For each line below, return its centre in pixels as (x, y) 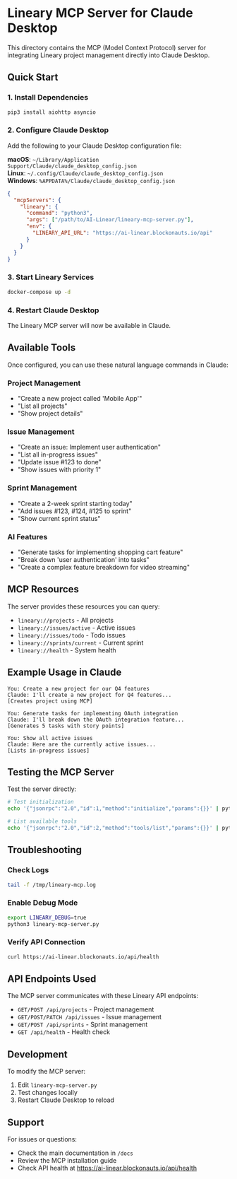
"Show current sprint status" (59, 518)
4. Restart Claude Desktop (53, 310)
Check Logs (28, 870)
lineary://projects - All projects (66, 620)
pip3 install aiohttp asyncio (52, 112)
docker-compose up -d (39, 292)
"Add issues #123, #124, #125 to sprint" (74, 511)
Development (38, 1054)
